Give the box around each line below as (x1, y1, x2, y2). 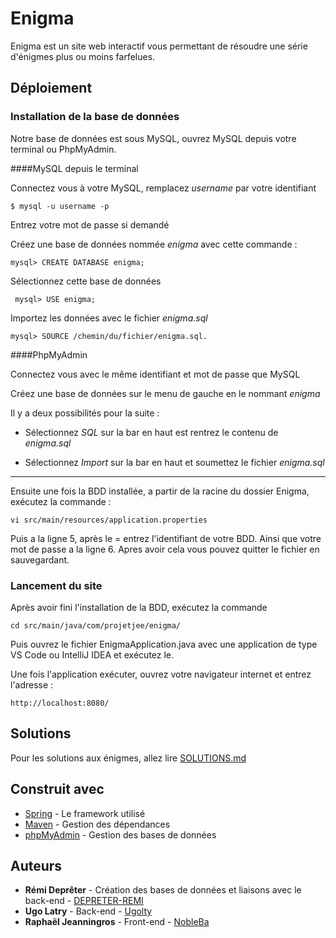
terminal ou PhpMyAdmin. (10, 143, 117, 155)
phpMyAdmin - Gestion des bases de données (24, 828, 217, 841)
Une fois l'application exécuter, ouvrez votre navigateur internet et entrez (10, 668, 312, 680)
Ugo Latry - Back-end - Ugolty (24, 905, 153, 917)
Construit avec (10, 781, 105, 798)
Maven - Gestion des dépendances (24, 818, 171, 830)
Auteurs (10, 857, 63, 874)
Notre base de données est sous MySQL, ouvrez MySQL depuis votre (10, 132, 297, 144)
